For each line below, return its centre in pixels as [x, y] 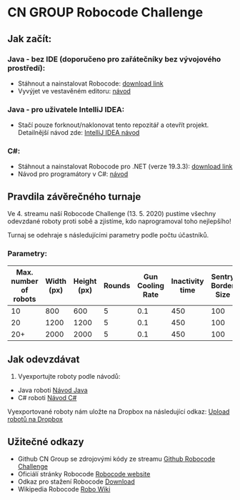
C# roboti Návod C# [47, 398]
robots [25, 299]
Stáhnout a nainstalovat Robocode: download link [90, 83]
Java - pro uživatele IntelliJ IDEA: [66, 109]
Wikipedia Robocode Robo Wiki [64, 489]
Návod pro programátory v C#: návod [73, 174]
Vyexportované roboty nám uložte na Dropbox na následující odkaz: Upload [119, 412]
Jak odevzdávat [44, 359]
